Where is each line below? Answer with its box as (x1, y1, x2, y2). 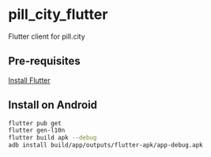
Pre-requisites (8, 54, 81, 68)
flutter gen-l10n (8, 126, 66, 135)
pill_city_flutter (8, 6, 108, 24)
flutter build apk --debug (8, 134, 97, 142)
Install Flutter (8, 75, 51, 84)
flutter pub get (8, 119, 62, 127)
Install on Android (8, 99, 97, 112)
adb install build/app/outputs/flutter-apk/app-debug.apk (8, 141, 203, 149)
